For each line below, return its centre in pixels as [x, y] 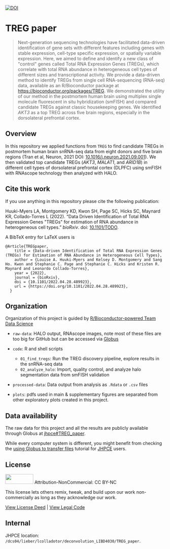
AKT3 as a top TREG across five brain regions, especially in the [84, 112]
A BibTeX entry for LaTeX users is [40, 237]
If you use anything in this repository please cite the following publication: [82, 201]
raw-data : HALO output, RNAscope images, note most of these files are [87, 334]
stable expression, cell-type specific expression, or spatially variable [89, 53]
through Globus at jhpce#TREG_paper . [45, 433]
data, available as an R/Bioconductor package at [68, 85]
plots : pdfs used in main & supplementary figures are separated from [85, 394]
